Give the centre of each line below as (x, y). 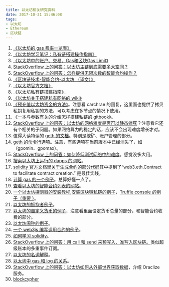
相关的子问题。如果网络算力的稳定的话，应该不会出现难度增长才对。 (92, 129)
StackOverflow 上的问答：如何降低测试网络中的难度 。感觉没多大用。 (84, 154)
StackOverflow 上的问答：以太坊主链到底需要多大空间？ (71, 67)
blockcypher (26, 279)
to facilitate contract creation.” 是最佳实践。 (58, 173)
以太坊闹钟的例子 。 (33, 223)
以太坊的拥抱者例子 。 (35, 204)
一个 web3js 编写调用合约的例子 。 (48, 229)
